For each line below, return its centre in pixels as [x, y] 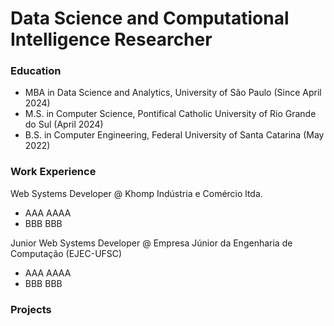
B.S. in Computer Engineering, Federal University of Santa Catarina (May [174, 135]
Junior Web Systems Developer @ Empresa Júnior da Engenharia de [151, 243]
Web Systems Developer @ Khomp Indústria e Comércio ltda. [136, 193]
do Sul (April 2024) [64, 124]
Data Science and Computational [150, 18]
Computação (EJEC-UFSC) [66, 253]
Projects [31, 309]
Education [36, 71]
